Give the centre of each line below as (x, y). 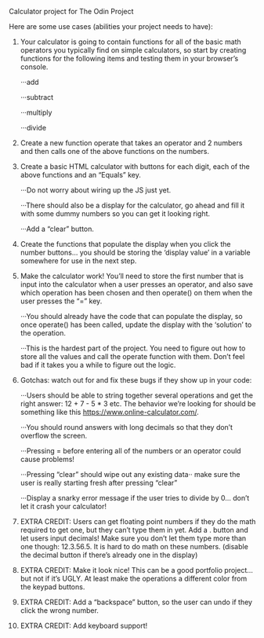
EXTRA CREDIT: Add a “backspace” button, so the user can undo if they (136, 602)
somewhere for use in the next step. (78, 261)
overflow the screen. (54, 436)
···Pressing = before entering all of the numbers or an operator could (130, 451)
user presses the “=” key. (61, 301)
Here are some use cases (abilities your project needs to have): (111, 26)
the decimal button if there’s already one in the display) (109, 555)
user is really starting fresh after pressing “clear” (99, 483)
